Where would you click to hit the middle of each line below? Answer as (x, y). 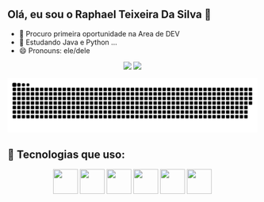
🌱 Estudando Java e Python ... (68, 42)
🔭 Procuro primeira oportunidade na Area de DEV (99, 33)
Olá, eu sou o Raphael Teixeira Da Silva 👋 (109, 15)
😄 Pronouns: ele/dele (54, 50)
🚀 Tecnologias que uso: (66, 154)
